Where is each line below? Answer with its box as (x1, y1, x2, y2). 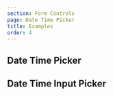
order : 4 (7, 29, 32, 36)
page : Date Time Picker (7, 16, 75, 23)
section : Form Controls (7, 10, 75, 17)
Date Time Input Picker (7, 78, 107, 90)
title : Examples (7, 23, 53, 29)
